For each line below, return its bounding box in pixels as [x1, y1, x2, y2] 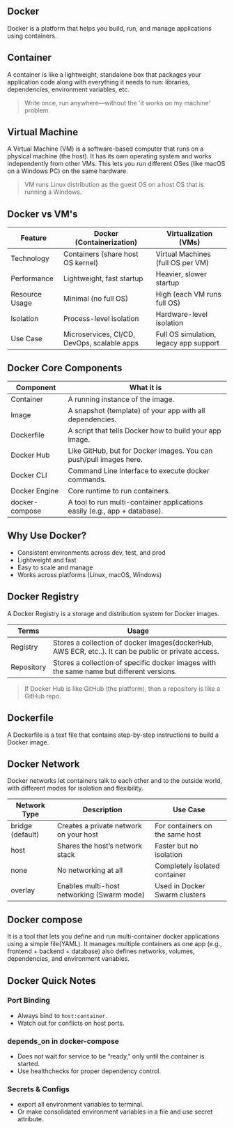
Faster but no [154, 841, 198, 851]
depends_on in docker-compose [7, 1036, 120, 1046]
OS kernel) [63, 258, 99, 268]
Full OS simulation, [155, 329, 217, 339]
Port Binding [7, 996, 51, 1005]
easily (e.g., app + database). [68, 506, 164, 516]
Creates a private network [56, 821, 142, 831]
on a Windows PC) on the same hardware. [7, 167, 129, 175]
